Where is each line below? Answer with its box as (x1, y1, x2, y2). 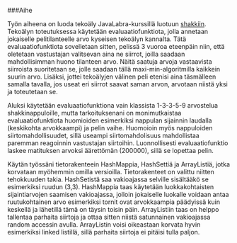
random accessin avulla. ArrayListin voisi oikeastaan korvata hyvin (7, 220, 201, 229)
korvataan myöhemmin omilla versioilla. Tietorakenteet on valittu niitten (7, 168, 214, 176)
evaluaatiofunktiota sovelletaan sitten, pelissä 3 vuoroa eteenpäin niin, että (7, 43, 225, 50)
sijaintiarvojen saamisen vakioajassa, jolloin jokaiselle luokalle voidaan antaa (7, 191, 229, 198)
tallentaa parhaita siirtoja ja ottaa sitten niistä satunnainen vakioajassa (7, 213, 211, 221)
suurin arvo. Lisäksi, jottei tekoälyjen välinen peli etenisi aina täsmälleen (7, 72, 216, 81)
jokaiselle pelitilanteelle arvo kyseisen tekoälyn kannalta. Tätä (7, 35, 187, 43)
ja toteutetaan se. (7, 88, 58, 96)
